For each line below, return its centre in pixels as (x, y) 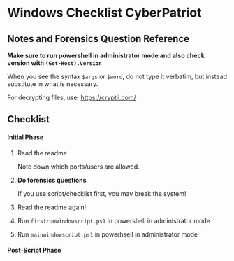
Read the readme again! (52, 207)
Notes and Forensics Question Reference (98, 39)
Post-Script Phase (34, 251)
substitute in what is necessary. (53, 84)
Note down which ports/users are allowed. (78, 167)
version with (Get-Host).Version (55, 63)
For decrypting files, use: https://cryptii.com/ (72, 97)
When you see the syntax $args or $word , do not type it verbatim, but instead (117, 76)
